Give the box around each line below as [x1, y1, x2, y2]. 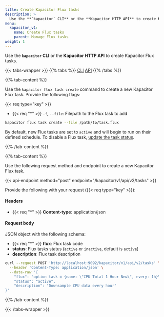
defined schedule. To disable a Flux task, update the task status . [5, 134, 135, 140]
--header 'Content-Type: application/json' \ [9, 265, 104, 270]
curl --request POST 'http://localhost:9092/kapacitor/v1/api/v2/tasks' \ [5, 261, 161, 265]
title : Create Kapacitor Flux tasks [5, 7, 80, 12]
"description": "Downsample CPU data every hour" [14, 283, 117, 289]
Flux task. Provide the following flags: [5, 91, 81, 97]
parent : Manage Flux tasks [14, 35, 69, 40]
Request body [5, 220, 34, 226]
